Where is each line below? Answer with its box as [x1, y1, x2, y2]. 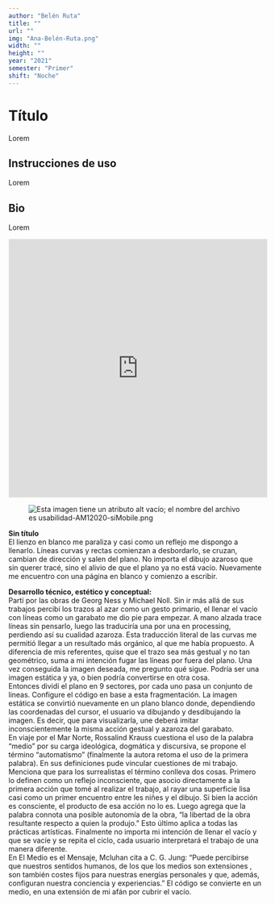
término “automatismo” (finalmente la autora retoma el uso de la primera [8, 750, 248, 760]
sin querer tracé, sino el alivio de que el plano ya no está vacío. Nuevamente [8, 563, 262, 573]
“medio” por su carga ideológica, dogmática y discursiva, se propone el [8, 741, 247, 751]
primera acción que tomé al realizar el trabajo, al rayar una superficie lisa [8, 784, 251, 794]
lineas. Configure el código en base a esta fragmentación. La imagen [8, 690, 238, 700]
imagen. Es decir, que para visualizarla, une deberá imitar [8, 715, 199, 726]
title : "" [8, 19, 42, 27]
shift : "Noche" [8, 72, 60, 80]
